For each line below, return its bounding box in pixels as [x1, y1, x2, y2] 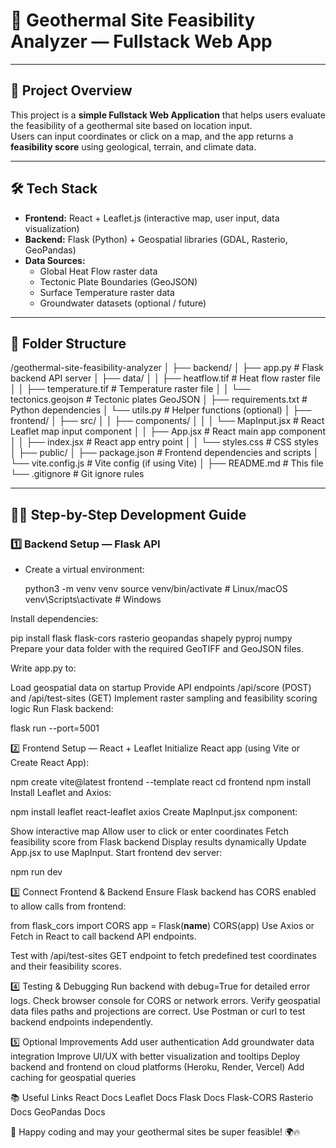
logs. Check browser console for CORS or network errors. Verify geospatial [10, 995, 321, 1007]
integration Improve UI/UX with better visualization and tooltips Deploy [10, 1050, 301, 1063]
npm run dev [10, 866, 63, 878]
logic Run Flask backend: [10, 703, 114, 715]
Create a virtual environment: [24, 564, 145, 576]
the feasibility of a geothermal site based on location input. [10, 119, 253, 131]
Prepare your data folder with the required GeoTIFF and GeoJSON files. [10, 643, 304, 655]
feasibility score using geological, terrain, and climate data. [10, 140, 257, 153]
